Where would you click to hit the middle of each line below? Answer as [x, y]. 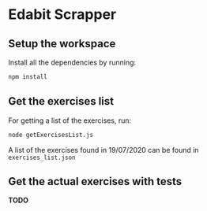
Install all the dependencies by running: [72, 62]
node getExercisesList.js [51, 135]
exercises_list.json [42, 157]
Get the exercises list [61, 101]
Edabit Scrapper [62, 15]
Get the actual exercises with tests [95, 181]
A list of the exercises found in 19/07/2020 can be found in [103, 150]
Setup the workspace [62, 44]
